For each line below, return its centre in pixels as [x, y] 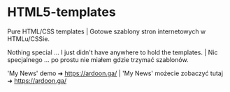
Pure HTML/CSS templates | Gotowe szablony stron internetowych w [107, 31]
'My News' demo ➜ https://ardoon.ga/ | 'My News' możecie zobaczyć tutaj [115, 73]
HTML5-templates [62, 12]
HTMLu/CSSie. [29, 38]
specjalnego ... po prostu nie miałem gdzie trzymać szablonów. [98, 59]
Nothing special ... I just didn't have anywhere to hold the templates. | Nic [113, 52]
